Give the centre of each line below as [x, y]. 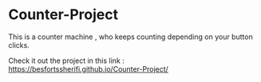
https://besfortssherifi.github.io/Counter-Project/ [89, 68]
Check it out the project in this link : [67, 61]
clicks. [19, 45]
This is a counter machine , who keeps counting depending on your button [130, 37]
